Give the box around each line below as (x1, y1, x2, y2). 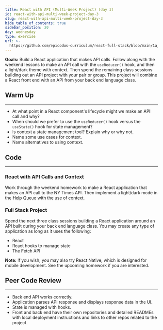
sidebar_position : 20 (5, 25, 49, 30)
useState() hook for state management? (12, 124, 93, 130)
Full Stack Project (5, 207, 47, 214)
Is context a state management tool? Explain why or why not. (12, 129, 134, 135)
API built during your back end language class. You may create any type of (5, 223, 154, 229)
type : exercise (5, 34, 36, 39)
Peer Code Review (5, 277, 62, 285)
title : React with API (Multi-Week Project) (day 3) (5, 7, 114, 12)
